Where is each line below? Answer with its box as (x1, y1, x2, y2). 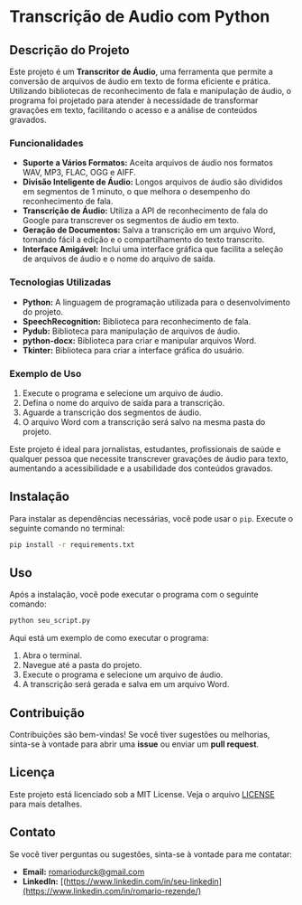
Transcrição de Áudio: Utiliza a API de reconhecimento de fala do (22, 205, 269, 216)
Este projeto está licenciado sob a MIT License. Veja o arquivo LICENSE (9, 788, 275, 799)
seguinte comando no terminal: (9, 523, 125, 533)
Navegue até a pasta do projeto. (22, 660, 142, 671)
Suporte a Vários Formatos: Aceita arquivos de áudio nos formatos (22, 157, 273, 168)
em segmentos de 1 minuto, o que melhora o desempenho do (22, 186, 251, 197)
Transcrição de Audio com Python (9, 6, 270, 27)
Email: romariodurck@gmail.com (22, 866, 145, 877)
